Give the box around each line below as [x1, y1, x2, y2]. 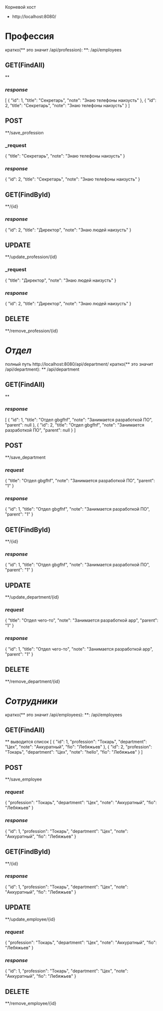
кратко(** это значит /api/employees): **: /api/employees [5, 712, 123, 718]
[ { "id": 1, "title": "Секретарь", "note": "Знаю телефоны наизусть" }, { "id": [5, 97, 157, 103]
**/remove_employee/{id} [5, 1000, 57, 1007]
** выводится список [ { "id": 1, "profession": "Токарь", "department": [5, 739, 147, 745]
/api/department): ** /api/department [5, 366, 80, 372]
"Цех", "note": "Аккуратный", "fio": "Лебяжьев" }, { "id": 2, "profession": [5, 744, 152, 750]
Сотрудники [5, 696, 58, 706]
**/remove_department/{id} [5, 678, 60, 684]
